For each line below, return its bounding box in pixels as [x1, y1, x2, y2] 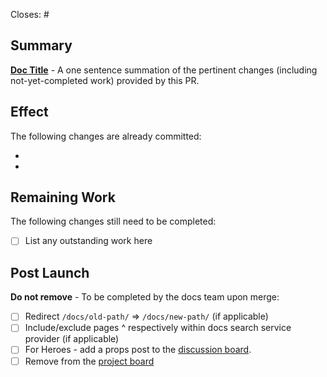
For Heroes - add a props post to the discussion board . [24, 344, 252, 356]
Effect [10, 104, 49, 121]
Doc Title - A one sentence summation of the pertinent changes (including [10, 64, 318, 76]
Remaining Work [10, 189, 116, 206]
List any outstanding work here [24, 235, 153, 247]
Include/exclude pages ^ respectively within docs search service [24, 322, 292, 334]
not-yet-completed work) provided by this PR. [10, 74, 200, 86]
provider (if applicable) [24, 333, 120, 345]
